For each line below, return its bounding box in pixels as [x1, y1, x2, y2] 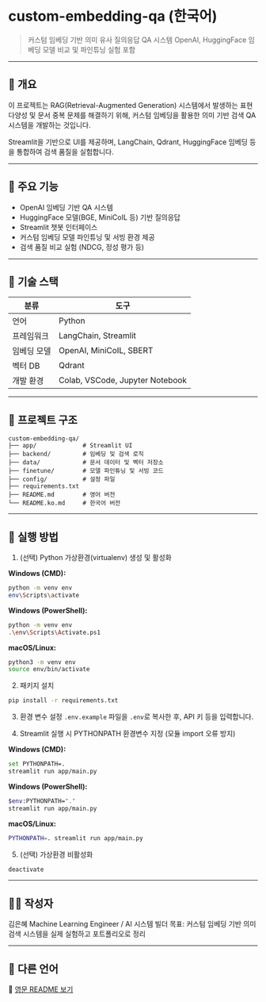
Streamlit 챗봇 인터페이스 [19, 222, 98, 232]
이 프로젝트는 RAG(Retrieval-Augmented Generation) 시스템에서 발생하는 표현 [8, 100, 253, 109]
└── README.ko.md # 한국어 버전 [8, 499, 121, 508]
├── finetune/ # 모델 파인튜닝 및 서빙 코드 [8, 467, 164, 475]
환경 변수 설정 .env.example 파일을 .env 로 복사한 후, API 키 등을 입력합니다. [19, 712, 254, 722]
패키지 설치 [19, 681, 55, 690]
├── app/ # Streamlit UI [8, 442, 133, 450]
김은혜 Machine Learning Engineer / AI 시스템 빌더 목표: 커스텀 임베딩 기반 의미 [8, 919, 256, 929]
